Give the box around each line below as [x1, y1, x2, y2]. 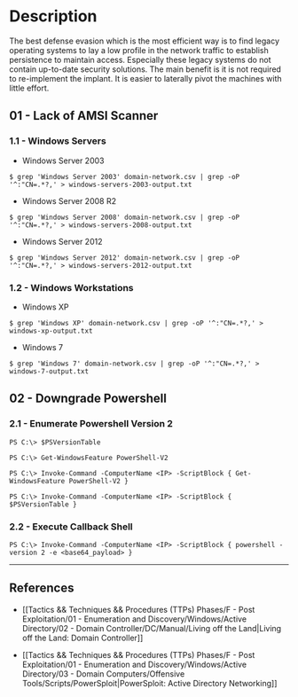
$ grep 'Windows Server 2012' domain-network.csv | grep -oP [9, 253, 240, 262]
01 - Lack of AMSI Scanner [9, 108, 159, 123]
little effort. [9, 82, 50, 93]
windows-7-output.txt [9, 366, 90, 376]
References [9, 581, 74, 596]
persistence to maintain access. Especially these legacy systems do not [9, 54, 272, 65]
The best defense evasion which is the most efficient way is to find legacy [9, 35, 280, 46]
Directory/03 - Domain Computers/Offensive [21, 668, 185, 679]
